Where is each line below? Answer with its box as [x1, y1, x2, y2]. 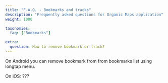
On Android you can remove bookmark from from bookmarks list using [5, 58, 152, 64]
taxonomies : [5, 26, 30, 31]
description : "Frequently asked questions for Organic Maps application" [5, 12, 164, 17]
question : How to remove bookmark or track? [10, 44, 105, 49]
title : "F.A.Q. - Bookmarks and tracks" [5, 7, 92, 13]
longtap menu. [5, 63, 35, 69]
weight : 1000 [5, 17, 33, 22]
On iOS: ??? [5, 73, 29, 79]
